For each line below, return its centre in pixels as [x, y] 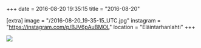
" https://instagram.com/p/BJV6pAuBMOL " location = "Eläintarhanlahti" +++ [101, 27]
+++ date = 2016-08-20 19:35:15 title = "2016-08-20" [73, 9]
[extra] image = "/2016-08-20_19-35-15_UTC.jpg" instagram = [83, 20]
